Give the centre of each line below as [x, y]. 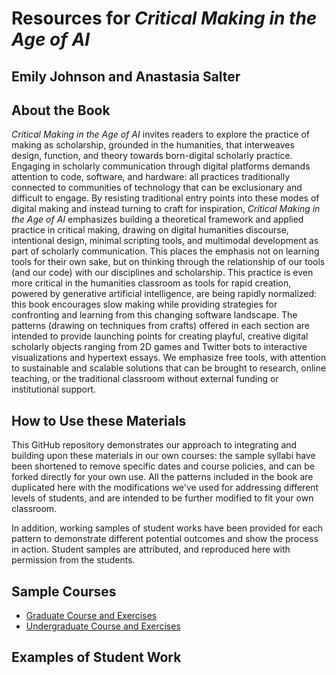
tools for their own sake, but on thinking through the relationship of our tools [168, 262]
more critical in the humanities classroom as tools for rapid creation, [151, 283]
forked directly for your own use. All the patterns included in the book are [162, 477]
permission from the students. [73, 560]
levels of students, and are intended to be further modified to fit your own [162, 498]
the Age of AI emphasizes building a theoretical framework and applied [157, 219]
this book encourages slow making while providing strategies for [144, 304]
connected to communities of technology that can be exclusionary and [157, 188]
